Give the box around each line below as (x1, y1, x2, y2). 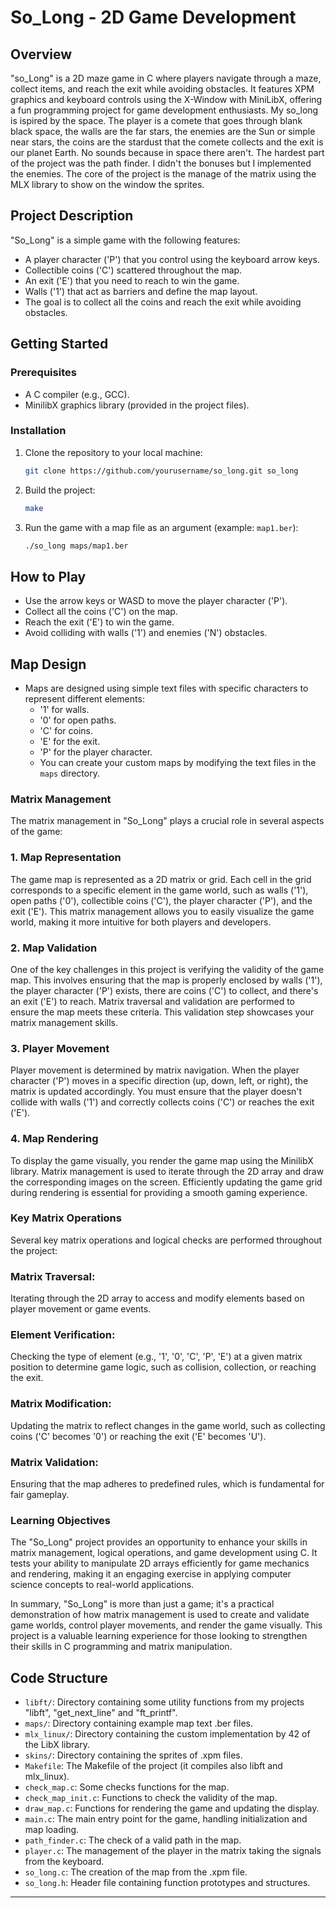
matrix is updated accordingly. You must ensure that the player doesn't (10, 1086, 303, 1098)
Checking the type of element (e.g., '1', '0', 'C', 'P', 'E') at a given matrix (10, 1351, 303, 1363)
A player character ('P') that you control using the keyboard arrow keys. (24, 253, 320, 265)
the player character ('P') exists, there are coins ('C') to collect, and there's (10, 984, 319, 996)
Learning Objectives (10, 1513, 112, 1527)
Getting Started (10, 336, 109, 353)
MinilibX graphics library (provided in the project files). (24, 399, 250, 411)
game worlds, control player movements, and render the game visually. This (10, 1619, 323, 1631)
